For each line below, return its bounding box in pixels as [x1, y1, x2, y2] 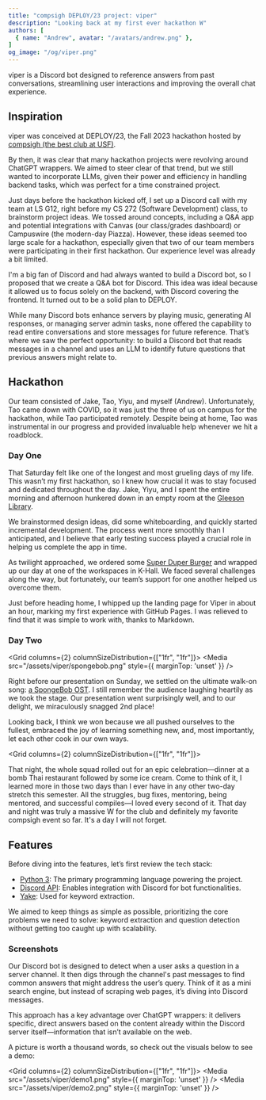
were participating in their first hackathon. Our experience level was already [8, 246, 256, 255]
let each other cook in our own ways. [8, 734, 129, 743]
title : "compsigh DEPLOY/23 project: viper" [8, 11, 158, 20]
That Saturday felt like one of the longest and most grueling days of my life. [8, 468, 254, 477]
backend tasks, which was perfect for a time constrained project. [8, 180, 221, 189]
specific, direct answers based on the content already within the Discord [8, 1019, 245, 1029]
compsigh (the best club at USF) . [8, 139, 116, 149]
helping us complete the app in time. [8, 542, 127, 552]
